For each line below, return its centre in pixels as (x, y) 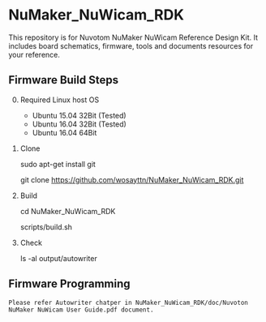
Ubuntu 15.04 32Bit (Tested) (79, 115)
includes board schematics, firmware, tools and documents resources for (131, 45)
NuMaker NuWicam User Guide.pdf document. (81, 310)
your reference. (34, 54)
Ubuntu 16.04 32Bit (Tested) (79, 124)
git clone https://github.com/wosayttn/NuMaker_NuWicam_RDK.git (132, 179)
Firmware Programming (70, 284)
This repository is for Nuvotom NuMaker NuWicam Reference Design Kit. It (133, 37)
